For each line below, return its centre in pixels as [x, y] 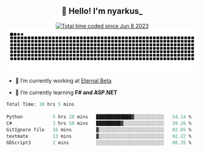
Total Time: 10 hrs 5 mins [40, 104]
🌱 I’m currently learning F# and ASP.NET [66, 92]
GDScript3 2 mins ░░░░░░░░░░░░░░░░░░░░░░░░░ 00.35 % [99, 143]
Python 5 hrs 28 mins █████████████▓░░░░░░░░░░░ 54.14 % [99, 117]
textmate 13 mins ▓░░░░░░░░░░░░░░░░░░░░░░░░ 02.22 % [99, 136]
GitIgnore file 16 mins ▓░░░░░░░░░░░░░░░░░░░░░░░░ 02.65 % [99, 130]
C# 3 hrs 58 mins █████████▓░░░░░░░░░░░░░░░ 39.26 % [99, 123]
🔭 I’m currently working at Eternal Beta [63, 80]
